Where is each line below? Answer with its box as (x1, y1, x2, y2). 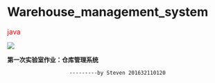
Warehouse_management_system (7, 4, 209, 20)
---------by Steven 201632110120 (69, 69, 166, 76)
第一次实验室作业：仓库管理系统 (7, 55, 98, 64)
